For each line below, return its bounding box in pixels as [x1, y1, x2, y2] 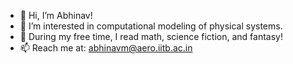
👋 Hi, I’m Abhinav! [19, 10, 93, 21]
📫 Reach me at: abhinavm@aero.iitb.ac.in [19, 42, 193, 54]
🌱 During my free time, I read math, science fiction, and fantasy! [19, 31, 283, 42]
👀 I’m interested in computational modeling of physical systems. [19, 20, 283, 32]
